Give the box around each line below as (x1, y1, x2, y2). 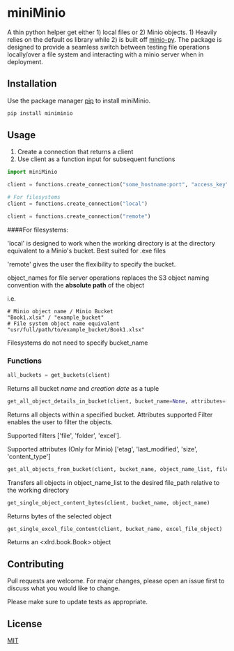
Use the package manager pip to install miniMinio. (7, 96, 151, 105)
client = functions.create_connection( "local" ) (7, 200, 148, 207)
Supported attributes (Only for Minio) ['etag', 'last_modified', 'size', (7, 444, 198, 453)
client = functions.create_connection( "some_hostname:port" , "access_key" (7, 181, 229, 188)
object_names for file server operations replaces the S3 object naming (7, 274, 210, 282)
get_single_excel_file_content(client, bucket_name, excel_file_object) (7, 525, 223, 532)
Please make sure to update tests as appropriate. (7, 598, 148, 606)
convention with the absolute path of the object (7, 280, 145, 289)
